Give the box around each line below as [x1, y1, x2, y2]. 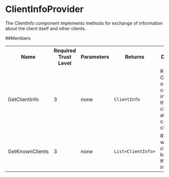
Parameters [80, 53, 110, 60]
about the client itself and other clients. [5, 25, 87, 31]
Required [53, 47, 76, 54]
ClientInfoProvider [5, 4, 84, 15]
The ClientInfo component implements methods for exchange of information [5, 20, 163, 26]
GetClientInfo [8, 96, 39, 103]
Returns [125, 53, 145, 60]
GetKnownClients [8, 148, 49, 155]
